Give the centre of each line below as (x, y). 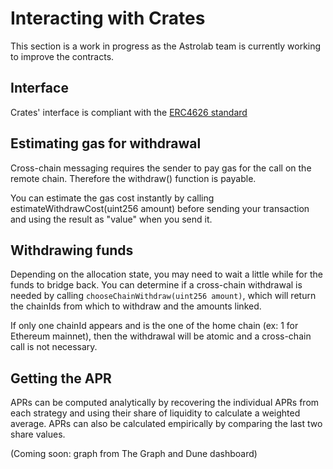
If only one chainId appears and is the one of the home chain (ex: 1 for (154, 326)
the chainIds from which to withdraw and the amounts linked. (136, 306)
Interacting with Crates (108, 18)
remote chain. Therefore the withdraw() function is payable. (133, 178)
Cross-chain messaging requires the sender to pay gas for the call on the (161, 168)
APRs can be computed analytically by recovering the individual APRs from (165, 403)
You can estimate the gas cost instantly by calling (112, 198)
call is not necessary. (54, 347)
